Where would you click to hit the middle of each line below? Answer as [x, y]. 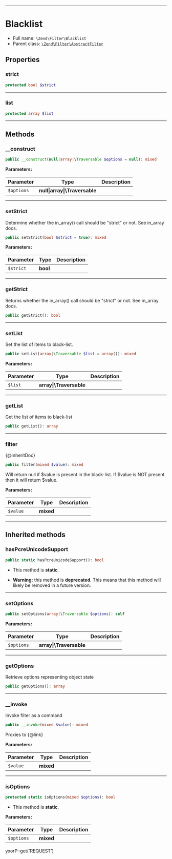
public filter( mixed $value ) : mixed [44, 465]
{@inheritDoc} [20, 455]
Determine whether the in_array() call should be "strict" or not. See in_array [85, 222]
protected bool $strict [31, 85]
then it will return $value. [31, 480]
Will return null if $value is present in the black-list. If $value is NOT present [85, 475]
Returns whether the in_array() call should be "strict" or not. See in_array [82, 300]
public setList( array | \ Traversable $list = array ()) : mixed [71, 354]
